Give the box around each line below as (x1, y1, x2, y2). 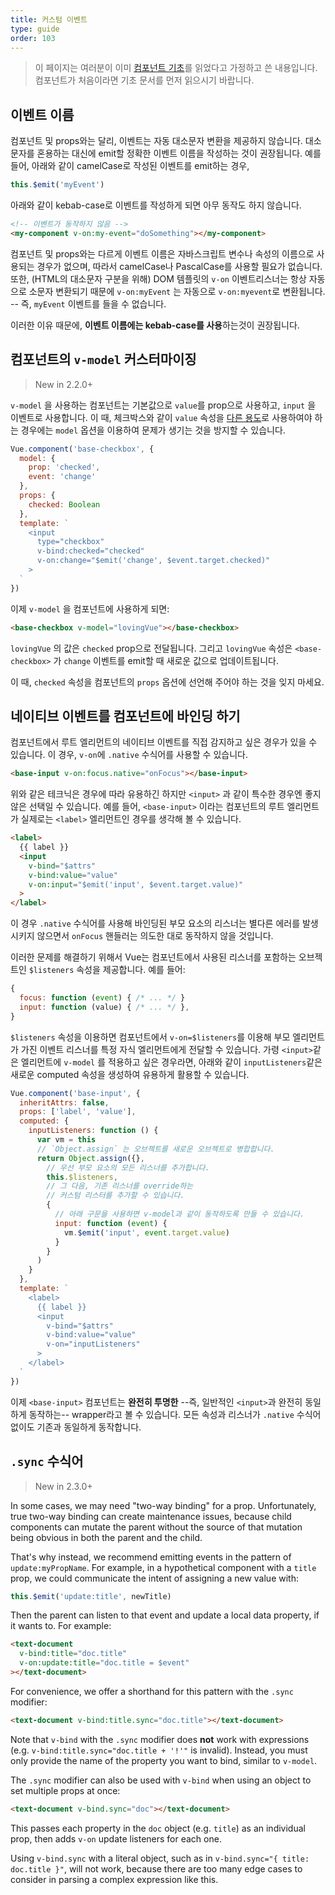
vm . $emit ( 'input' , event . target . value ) (63, 1227, 230, 1238)
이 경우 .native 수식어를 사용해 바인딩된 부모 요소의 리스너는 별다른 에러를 (10, 917, 301, 930)
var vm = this (36, 1135, 97, 1145)
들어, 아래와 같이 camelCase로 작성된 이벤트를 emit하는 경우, (10, 160, 250, 172)
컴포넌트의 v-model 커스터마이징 (10, 351, 197, 368)
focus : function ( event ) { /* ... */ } (19, 993, 186, 1003)
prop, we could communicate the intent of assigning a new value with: (10, 1572, 299, 1584)
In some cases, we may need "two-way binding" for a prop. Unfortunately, (10, 1499, 317, 1511)
